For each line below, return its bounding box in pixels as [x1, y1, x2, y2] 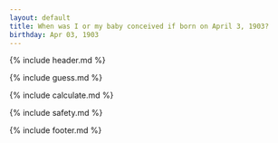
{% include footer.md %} [9, 125, 102, 136]
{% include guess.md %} [9, 72, 102, 83]
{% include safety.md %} [9, 108, 103, 119]
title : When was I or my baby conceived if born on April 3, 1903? [9, 22, 270, 31]
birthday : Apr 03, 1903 [9, 30, 100, 39]
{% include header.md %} [9, 55, 106, 66]
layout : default [9, 13, 71, 23]
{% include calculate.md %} [9, 90, 114, 100]
